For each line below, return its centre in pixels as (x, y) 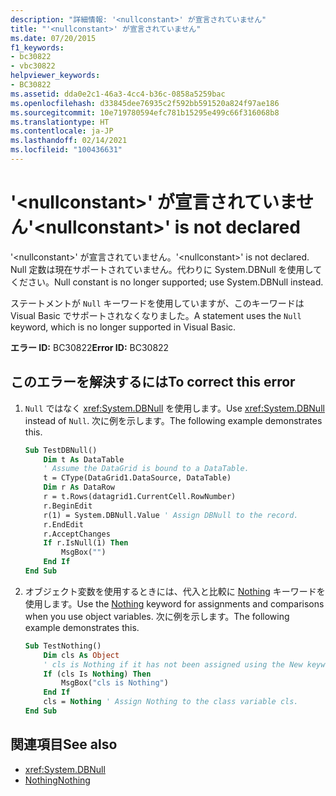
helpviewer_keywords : (55, 76)
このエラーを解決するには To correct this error (153, 382)
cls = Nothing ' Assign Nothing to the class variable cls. (171, 702)
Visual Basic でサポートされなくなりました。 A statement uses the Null (156, 315)
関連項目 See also (64, 744)
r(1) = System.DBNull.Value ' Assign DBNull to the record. (171, 515)
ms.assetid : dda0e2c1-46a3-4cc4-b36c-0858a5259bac (118, 94)
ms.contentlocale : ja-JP (62, 131)
